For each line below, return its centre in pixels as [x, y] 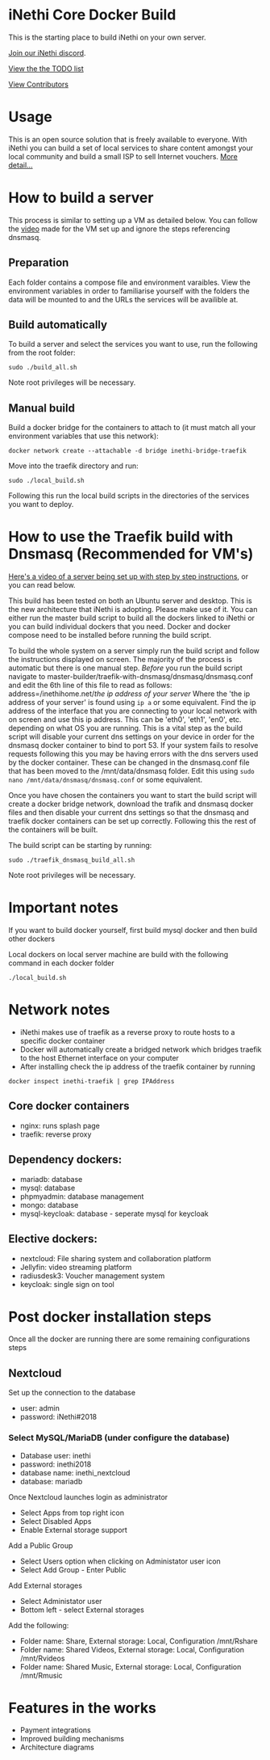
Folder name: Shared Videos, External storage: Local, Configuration [132, 1649]
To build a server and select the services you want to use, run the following [133, 344]
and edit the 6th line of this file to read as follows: [90, 686]
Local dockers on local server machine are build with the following [118, 955]
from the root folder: [42, 352]
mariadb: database [51, 1179]
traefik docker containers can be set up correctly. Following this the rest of [132, 821]
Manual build [42, 408]
